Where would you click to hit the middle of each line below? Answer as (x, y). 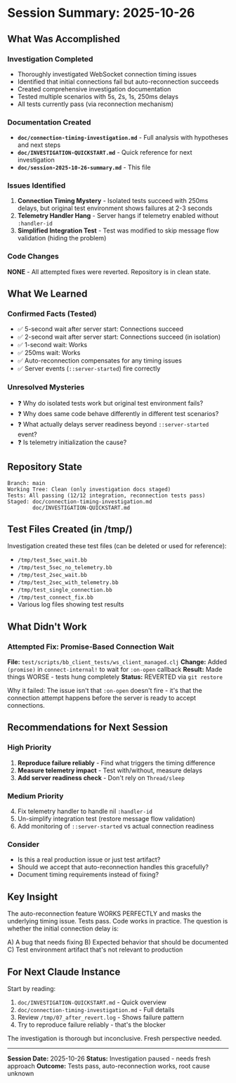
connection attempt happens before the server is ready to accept (102, 698)
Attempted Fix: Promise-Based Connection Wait (91, 647)
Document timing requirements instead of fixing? (88, 875)
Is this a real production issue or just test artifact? (89, 860)
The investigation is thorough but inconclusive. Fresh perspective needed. (114, 1038)
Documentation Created (49, 122)
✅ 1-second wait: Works (52, 345)
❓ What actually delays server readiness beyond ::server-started (113, 424)
